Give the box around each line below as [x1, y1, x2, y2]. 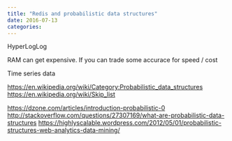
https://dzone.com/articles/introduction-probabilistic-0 [7, 104, 166, 112]
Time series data [7, 69, 56, 77]
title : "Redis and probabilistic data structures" [7, 10, 158, 17]
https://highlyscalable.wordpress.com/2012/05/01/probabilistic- [38, 119, 222, 127]
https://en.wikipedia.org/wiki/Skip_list [7, 90, 115, 98]
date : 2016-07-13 [7, 17, 58, 24]
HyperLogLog [7, 43, 48, 51]
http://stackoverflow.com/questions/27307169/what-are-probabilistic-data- [7, 111, 225, 119]
